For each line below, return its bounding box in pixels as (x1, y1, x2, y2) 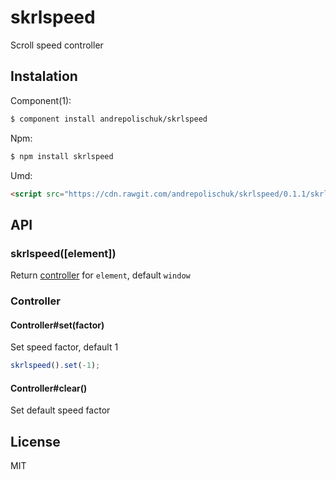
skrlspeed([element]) (10, 246, 117, 260)
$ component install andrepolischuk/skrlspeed (10, 114, 208, 124)
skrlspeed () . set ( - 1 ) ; (10, 361, 101, 371)
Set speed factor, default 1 (10, 341, 119, 353)
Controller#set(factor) (10, 319, 105, 331)
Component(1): (10, 94, 72, 106)
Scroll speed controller (10, 39, 104, 51)
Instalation (10, 68, 78, 85)
